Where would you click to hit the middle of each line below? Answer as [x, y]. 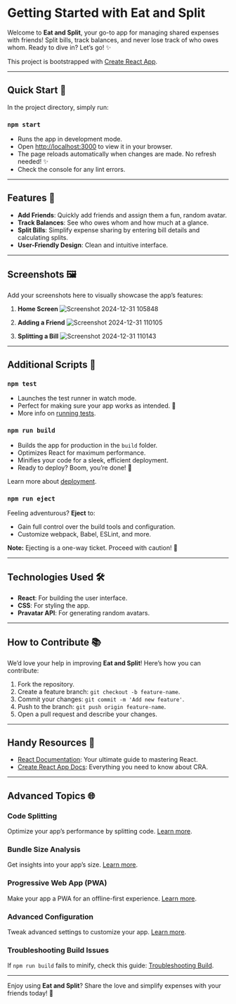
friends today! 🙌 [31, 993]
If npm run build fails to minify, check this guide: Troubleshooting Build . [111, 965]
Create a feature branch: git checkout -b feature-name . [99, 691]
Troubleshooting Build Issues [58, 950]
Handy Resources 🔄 [51, 742]
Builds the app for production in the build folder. [87, 445]
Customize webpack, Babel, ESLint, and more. [84, 534]
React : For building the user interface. [72, 598]
